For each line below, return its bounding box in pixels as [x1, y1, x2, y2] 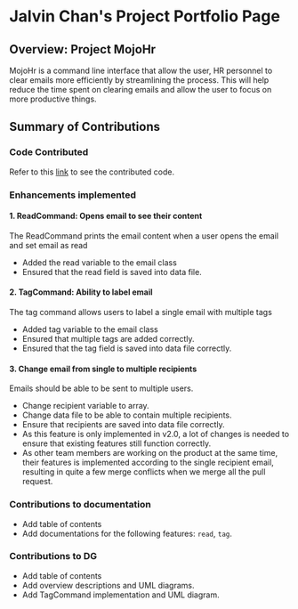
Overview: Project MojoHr [9, 42, 157, 57]
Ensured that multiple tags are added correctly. [21, 334, 195, 345]
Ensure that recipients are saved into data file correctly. [21, 419, 225, 430]
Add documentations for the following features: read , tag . [21, 528, 233, 539]
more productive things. [9, 93, 97, 104]
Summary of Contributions [9, 119, 160, 134]
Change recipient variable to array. [21, 401, 149, 411]
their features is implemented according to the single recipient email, [21, 457, 274, 468]
